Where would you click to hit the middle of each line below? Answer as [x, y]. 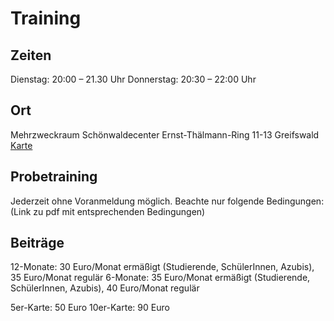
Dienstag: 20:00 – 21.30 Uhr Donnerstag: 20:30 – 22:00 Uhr [133, 79]
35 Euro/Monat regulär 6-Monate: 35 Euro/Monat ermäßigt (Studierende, [160, 278]
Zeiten [31, 55]
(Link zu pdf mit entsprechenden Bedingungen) [108, 211]
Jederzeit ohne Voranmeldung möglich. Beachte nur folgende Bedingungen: [167, 201]
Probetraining [54, 177]
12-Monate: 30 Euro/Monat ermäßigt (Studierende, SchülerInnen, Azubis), [162, 267]
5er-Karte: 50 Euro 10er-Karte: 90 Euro [90, 308]
